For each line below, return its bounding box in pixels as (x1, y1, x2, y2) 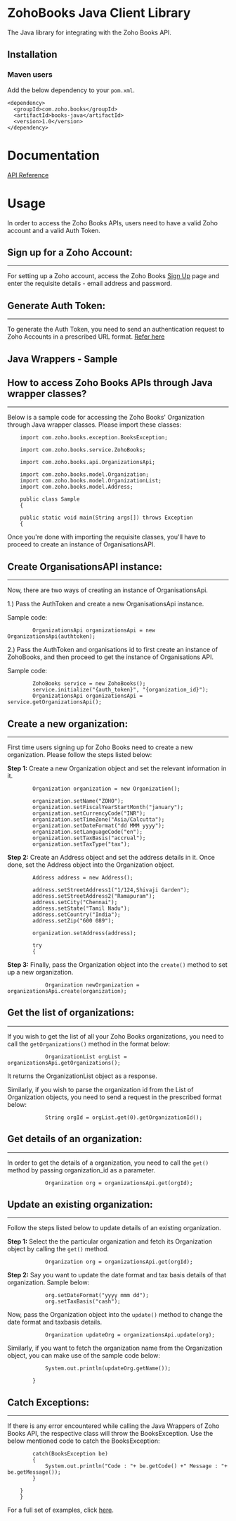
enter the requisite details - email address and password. (7, 280, 172, 288)
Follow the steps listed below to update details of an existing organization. (7, 1224, 221, 1232)
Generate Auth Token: (7, 299, 106, 311)
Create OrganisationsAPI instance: (7, 561, 163, 572)
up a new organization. (7, 968, 74, 976)
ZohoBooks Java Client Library (7, 5, 191, 21)
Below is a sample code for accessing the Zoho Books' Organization (7, 413, 205, 422)
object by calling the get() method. (7, 1245, 110, 1253)
